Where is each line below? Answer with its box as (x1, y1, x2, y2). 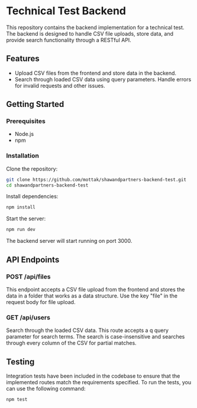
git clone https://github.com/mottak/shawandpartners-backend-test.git (6, 176, 186, 182)
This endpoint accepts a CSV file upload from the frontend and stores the (6, 286, 185, 293)
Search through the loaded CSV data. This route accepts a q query (6, 327, 169, 334)
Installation (6, 151, 40, 160)
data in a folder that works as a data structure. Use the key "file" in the (6, 292, 177, 299)
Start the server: (6, 215, 46, 222)
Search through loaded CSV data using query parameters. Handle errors (14, 75, 192, 83)
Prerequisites (6, 117, 46, 125)
